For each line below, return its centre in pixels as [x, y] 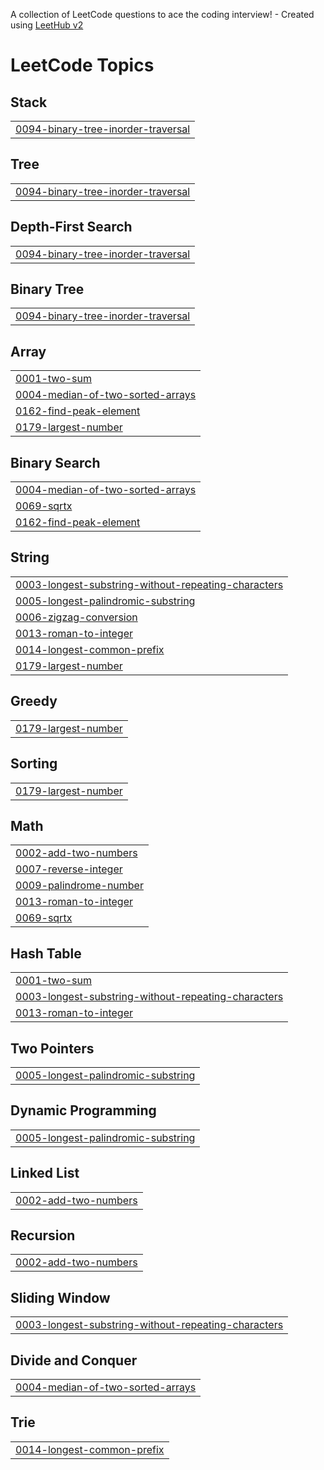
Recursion [43, 1235]
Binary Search [55, 462]
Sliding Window [60, 1297]
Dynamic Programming [83, 1110]
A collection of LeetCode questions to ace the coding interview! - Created [162, 14]
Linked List [45, 1173]
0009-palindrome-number [79, 886]
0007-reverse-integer [69, 869]
